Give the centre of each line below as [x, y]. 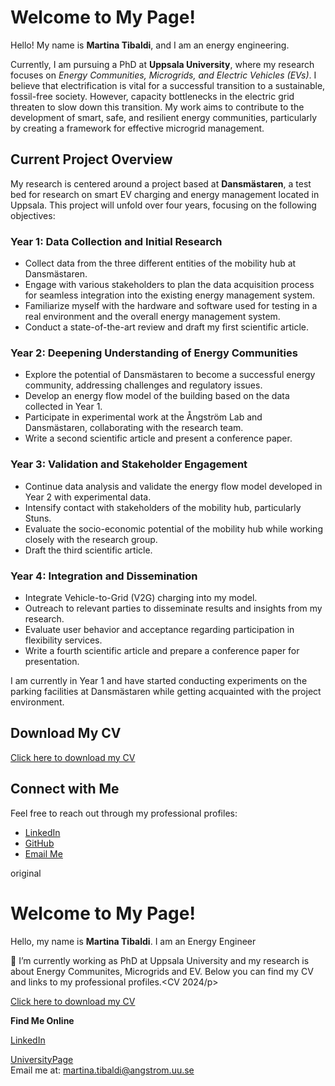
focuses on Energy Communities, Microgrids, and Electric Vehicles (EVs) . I [163, 75]
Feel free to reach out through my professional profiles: [124, 813]
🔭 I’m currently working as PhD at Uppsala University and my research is [160, 960]
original [26, 873]
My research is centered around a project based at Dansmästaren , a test [161, 183]
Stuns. [38, 518]
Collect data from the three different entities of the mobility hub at [160, 263]
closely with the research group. [91, 539]
